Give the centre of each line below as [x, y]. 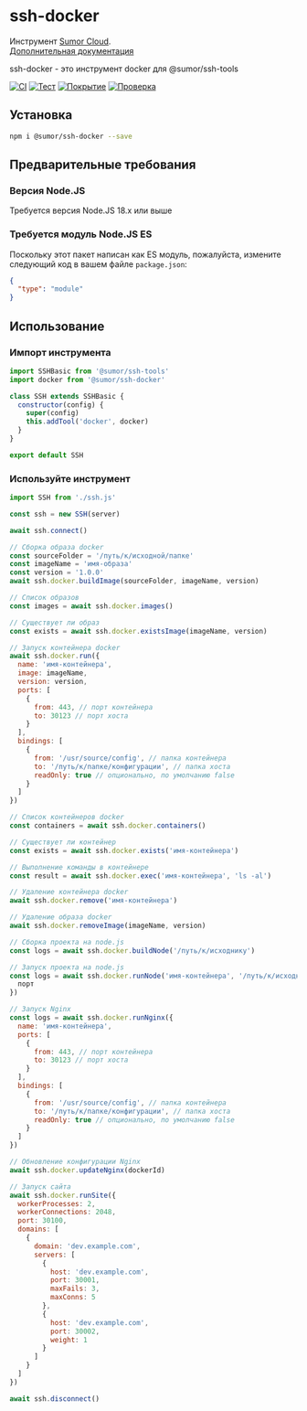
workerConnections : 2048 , [67, 1213]
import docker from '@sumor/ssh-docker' [88, 379]
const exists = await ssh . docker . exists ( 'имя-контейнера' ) [124, 850]
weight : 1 [69, 1340]
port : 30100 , [42, 1221]
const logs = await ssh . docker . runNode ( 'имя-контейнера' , [122, 976]
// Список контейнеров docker [67, 818]
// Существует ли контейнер [63, 842]
